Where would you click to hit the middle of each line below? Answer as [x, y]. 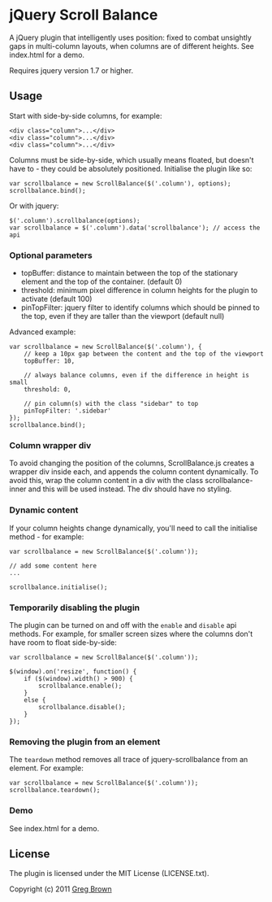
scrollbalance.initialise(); [58, 587]
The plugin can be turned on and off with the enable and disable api [123, 625]
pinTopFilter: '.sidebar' [68, 411]
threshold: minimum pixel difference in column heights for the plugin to [139, 290]
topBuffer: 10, [50, 361]
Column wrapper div [50, 445]
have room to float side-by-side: [63, 642]
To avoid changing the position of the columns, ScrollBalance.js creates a [132, 463]
